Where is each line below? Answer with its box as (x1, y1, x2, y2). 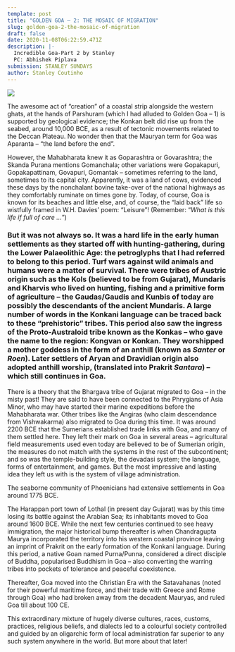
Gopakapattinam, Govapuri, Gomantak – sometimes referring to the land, (7, 168, 218, 176)
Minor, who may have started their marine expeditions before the (7, 402, 196, 411)
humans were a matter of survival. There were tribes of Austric (7, 266, 227, 276)
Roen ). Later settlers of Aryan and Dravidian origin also (7, 354, 199, 364)
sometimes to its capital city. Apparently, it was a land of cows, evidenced (7, 176, 222, 184)
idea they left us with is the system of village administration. (7, 469, 181, 478)
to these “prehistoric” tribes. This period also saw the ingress (7, 319, 223, 328)
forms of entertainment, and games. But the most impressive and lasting (7, 462, 217, 471)
